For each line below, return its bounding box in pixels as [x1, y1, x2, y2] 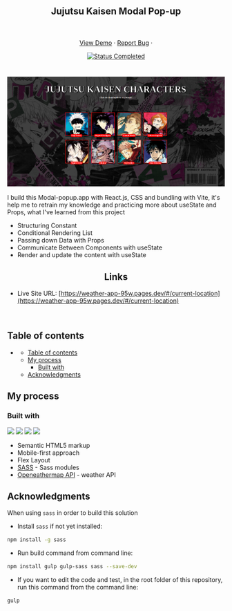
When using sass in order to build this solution [7, 509, 138, 517]
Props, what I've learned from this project [7, 208, 126, 216]
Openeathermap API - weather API [17, 470, 116, 479]
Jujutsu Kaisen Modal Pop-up [50, 6, 182, 17]
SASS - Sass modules [17, 463, 79, 471]
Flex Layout [17, 455, 50, 464]
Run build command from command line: [17, 549, 133, 557]
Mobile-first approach [17, 449, 80, 457]
